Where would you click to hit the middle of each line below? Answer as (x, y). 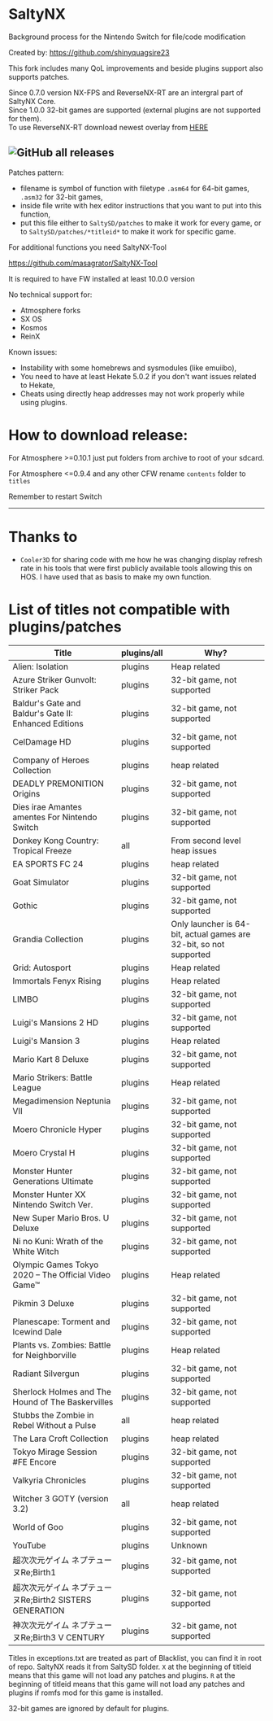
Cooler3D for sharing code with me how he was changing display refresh (141, 559)
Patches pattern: (36, 173)
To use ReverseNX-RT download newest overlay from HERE (108, 127)
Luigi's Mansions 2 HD (56, 1022)
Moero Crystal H (44, 1152)
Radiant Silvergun (46, 1374)
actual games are (218, 934)
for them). (25, 118)
